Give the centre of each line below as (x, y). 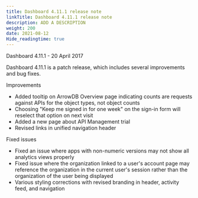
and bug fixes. (24, 74)
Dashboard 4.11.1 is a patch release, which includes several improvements (95, 67)
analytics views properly (45, 157)
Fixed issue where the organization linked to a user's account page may (102, 163)
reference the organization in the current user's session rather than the (101, 170)
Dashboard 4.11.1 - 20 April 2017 (45, 56)
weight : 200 (21, 28)
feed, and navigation (40, 189)
